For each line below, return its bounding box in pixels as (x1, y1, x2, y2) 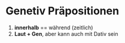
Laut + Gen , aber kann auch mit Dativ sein (14, 30, 118, 37)
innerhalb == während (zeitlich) (14, 24, 93, 31)
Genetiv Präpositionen (5, 4, 120, 18)
